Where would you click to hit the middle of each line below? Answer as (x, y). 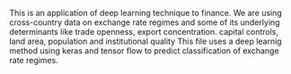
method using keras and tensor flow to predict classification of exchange (145, 51)
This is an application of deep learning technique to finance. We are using (146, 13)
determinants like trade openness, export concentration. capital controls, (144, 32)
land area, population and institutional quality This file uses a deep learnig (145, 41)
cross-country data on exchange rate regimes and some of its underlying (145, 22)
